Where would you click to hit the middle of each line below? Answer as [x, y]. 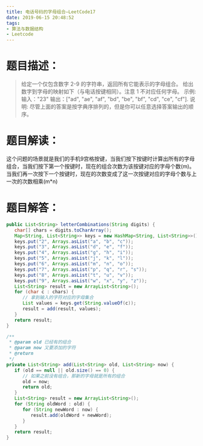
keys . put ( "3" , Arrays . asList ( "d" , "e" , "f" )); [74, 247]
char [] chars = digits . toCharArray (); [63, 230]
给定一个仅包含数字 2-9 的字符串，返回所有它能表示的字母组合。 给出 [107, 84]
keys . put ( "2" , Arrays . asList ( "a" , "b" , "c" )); [74, 241]
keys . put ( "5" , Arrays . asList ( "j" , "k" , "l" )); [74, 258]
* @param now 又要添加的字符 [42, 348]
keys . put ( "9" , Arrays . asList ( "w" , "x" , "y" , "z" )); [81, 281]
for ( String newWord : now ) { [60, 409]
